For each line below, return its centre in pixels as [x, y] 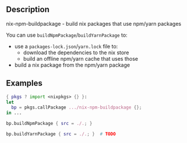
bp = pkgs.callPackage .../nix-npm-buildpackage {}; [77, 107]
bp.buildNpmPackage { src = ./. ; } [49, 124]
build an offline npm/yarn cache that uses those [81, 58]
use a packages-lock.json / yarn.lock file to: [66, 46]
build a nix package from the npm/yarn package [72, 65]
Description [28, 10]
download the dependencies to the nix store [76, 53]
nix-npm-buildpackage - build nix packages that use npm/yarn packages [94, 23]
